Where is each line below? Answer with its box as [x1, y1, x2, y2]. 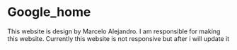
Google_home [7, 4, 91, 20]
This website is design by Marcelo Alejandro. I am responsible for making [7, 27, 221, 35]
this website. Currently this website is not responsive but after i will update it [7, 34, 230, 42]
